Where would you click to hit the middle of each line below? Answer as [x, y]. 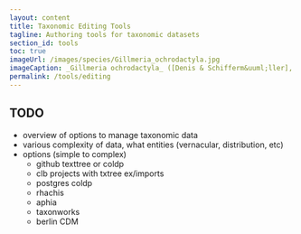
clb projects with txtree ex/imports [100, 173]
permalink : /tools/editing [60, 77]
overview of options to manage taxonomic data [110, 135]
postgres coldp [64, 183]
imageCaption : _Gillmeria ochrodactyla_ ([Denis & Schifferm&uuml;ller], [151, 69]
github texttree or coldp [80, 164]
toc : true [28, 51]
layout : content [40, 18]
